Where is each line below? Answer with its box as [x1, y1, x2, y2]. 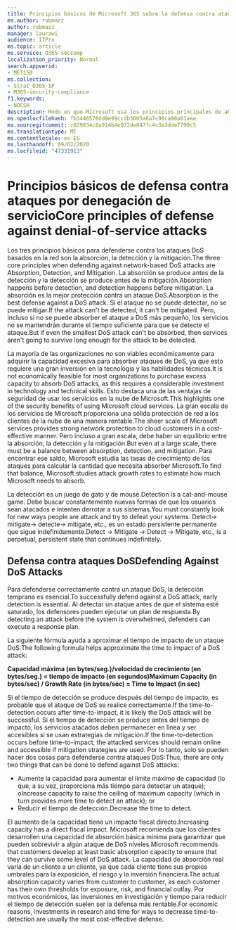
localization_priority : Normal [7, 56, 99, 63]
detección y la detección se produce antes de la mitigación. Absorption [7, 276, 212, 284]
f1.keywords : [7, 96, 46, 103]
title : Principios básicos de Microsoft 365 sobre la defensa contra [7, 10, 216, 18]
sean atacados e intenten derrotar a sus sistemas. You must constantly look [7, 504, 225, 514]
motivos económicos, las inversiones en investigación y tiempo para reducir [7, 892, 227, 900]
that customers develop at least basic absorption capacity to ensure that [7, 847, 218, 855]
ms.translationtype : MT [7, 128, 77, 135]
